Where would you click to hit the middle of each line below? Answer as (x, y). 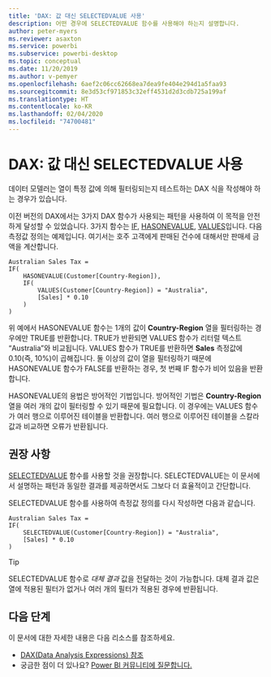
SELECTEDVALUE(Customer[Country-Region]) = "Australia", (121, 532)
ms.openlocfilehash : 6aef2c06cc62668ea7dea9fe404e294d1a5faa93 (118, 84)
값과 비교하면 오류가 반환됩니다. (58, 426)
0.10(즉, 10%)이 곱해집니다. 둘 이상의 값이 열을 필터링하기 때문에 (110, 358)
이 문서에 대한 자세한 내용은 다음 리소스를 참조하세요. (92, 638)
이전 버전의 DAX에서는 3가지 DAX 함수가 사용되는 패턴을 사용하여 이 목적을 (127, 215)
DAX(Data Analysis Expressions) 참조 (82, 655)
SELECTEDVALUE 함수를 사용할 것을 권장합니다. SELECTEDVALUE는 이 (124, 475)
